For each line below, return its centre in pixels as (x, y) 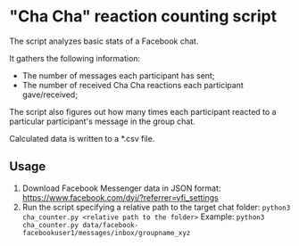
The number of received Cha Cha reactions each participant (133, 85)
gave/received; (50, 94)
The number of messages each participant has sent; (118, 75)
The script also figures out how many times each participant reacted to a (143, 111)
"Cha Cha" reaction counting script (143, 16)
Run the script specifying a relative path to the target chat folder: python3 (156, 207)
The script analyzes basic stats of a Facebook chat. (104, 41)
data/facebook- (111, 225)
